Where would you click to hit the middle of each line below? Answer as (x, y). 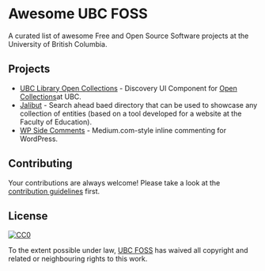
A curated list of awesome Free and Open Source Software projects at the (129, 36)
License (28, 216)
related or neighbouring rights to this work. (78, 259)
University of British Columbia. (58, 44)
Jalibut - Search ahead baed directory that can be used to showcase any (138, 105)
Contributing (40, 164)
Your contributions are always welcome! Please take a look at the (114, 182)
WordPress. (38, 139)
